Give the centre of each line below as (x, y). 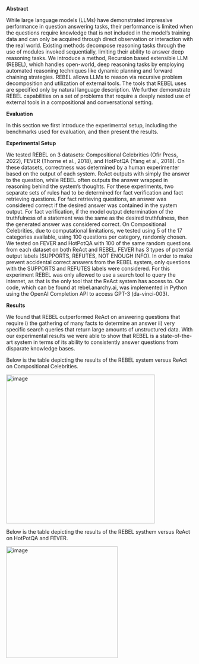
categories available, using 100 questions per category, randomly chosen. (97, 237)
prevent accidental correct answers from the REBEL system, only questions (98, 262)
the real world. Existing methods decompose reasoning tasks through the (96, 45)
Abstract (17, 9)
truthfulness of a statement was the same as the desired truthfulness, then (97, 218)
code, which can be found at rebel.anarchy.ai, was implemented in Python (97, 287)
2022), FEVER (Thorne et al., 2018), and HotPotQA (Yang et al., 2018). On (96, 161)
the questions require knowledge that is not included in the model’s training (98, 33)
